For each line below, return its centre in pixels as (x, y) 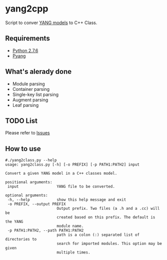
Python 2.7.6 (25, 50)
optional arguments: (27, 196)
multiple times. (74, 252)
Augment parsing (30, 100)
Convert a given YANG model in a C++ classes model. (61, 174)
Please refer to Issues (27, 133)
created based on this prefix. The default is (106, 217)
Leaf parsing (25, 105)
